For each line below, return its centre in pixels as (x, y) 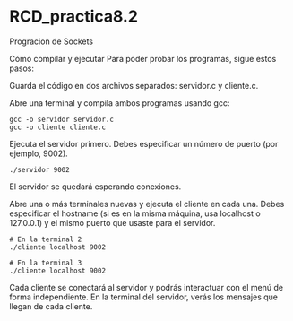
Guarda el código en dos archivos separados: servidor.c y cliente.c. (134, 85)
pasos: (22, 68)
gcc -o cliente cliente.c (57, 127)
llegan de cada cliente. (51, 306)
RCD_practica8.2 (74, 17)
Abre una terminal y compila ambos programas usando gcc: (120, 103)
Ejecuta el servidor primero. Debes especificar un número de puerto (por (144, 143)
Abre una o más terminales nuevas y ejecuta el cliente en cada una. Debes (147, 204)
